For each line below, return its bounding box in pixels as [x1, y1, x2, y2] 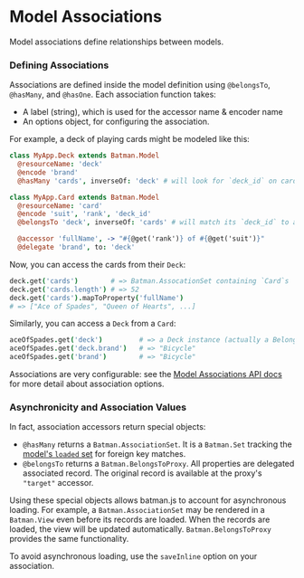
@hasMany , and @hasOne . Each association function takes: [9, 89, 217, 100]
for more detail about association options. [9, 378, 165, 390]
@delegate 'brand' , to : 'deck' [17, 242, 136, 252]
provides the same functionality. [9, 534, 129, 545]
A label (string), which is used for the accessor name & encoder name [22, 107, 283, 118]
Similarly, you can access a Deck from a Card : [9, 318, 176, 329]
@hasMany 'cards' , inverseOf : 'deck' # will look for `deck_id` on [17, 176, 278, 185]
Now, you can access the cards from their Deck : [9, 259, 186, 270]
